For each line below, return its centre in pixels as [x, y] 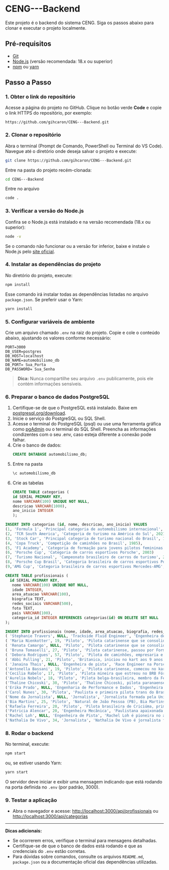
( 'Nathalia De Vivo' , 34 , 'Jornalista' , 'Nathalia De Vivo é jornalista [83, 720]
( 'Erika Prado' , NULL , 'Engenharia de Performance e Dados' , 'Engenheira [84, 688]
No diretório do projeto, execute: [39, 275]
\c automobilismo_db [34, 473]
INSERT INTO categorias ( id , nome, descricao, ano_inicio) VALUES [76, 525]
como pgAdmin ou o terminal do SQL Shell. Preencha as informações [84, 429]
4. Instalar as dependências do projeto [53, 265]
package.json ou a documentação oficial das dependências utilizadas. [85, 862]
